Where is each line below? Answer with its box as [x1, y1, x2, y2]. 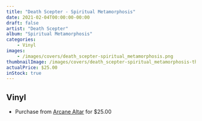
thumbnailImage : [6, 59, 47, 65]
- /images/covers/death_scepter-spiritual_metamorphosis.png [17, 53, 173, 59]
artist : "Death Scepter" [6, 25, 69, 32]
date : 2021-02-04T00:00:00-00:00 [6, 14, 90, 20]
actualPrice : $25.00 [6, 64, 58, 71]
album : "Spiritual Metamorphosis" [6, 31, 93, 37]
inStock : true [6, 70, 42, 76]
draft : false [6, 20, 39, 26]
